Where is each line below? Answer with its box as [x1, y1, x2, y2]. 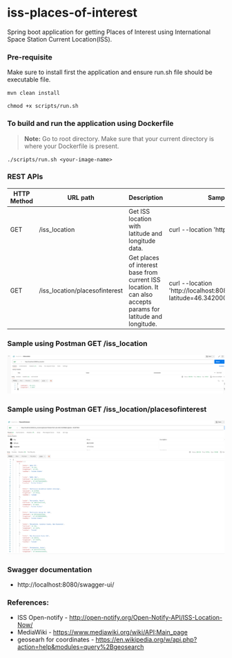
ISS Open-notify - [17, 614, 68, 622]
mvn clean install [7, 90, 60, 97]
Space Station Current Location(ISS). [7, 35, 113, 43]
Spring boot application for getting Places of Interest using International [7, 28, 211, 36]
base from [128, 268, 158, 276]
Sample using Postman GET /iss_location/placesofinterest [7, 404, 207, 414]
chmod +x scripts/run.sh [7, 102, 79, 110]
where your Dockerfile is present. [23, 142, 119, 150]
